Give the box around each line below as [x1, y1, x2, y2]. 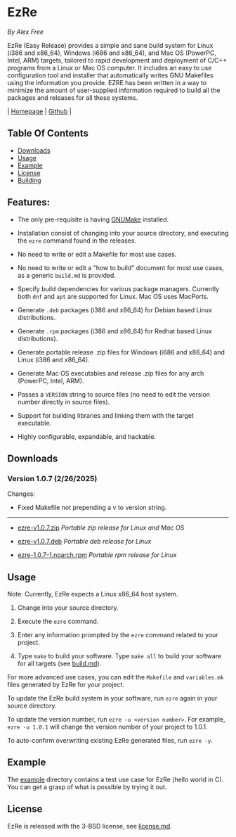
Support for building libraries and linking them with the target [17, 411, 195, 419]
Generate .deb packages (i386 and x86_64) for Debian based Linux [17, 305, 213, 314]
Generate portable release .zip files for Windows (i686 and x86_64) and [17, 347, 225, 356]
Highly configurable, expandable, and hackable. [17, 432, 157, 440]
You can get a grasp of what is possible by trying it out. [7, 782, 167, 791]
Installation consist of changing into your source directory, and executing [17, 229, 229, 237]
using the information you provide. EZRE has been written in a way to [7, 78, 207, 87]
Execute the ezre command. [17, 617, 99, 626]
